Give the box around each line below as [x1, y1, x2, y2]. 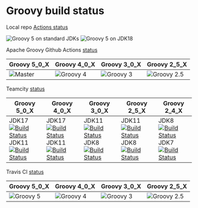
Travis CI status [6, 168, 44, 175]
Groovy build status [6, 4, 105, 18]
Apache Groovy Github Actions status [6, 46, 98, 53]
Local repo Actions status [6, 24, 68, 31]
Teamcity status [6, 85, 45, 92]
